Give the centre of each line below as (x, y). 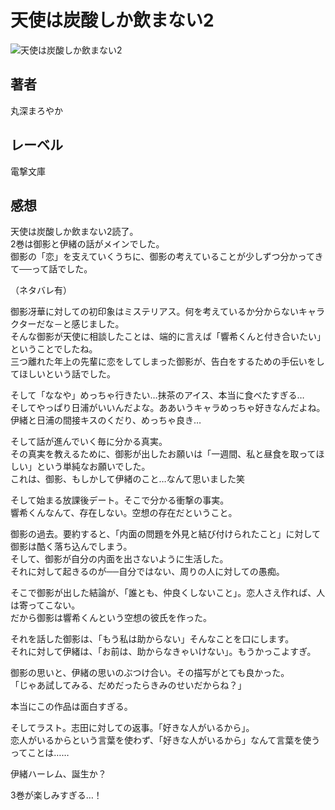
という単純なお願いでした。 (93, 467)
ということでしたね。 (54, 349)
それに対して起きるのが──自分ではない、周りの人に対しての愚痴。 (147, 572)
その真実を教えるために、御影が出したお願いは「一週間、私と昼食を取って (163, 454)
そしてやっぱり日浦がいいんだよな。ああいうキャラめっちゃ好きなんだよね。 (168, 408)
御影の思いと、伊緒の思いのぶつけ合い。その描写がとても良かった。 (150, 673)
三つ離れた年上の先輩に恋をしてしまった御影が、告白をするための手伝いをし (167, 362)
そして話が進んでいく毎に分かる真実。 (89, 442)
